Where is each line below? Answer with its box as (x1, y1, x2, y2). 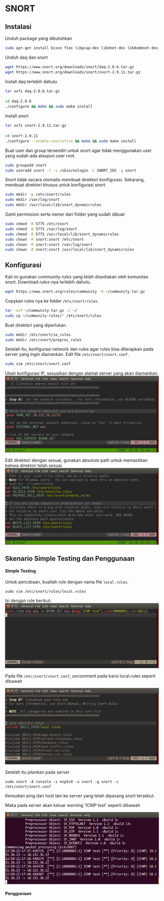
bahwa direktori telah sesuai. (5, 463, 63, 469)
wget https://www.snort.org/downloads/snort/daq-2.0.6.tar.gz (5, 64, 134, 69)
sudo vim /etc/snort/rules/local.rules (5, 589, 86, 594)
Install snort (5, 113, 29, 119)
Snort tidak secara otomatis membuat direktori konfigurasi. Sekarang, (5, 177, 145, 183)
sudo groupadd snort (5, 163, 47, 168)
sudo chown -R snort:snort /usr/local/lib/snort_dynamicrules (5, 247, 134, 252)
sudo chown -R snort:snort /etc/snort (5, 237, 84, 242)
